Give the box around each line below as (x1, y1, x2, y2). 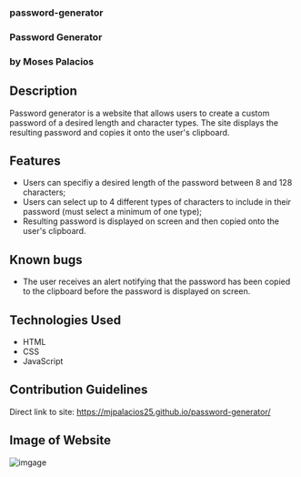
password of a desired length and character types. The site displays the (9, 117, 279, 128)
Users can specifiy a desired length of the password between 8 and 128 (22, 178, 293, 188)
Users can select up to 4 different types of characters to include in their (22, 197, 292, 208)
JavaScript (22, 356, 64, 367)
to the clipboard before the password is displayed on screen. (22, 286, 251, 297)
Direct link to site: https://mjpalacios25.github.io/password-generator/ (9, 406, 271, 417)
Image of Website (9, 432, 112, 448)
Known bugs (9, 252, 84, 268)
